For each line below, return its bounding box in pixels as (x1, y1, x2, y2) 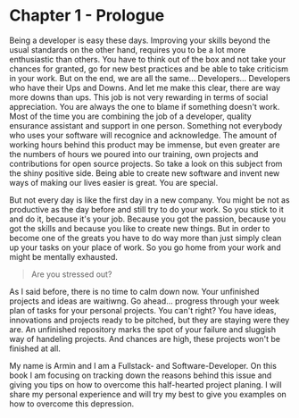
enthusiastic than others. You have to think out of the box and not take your (9, 54, 287, 64)
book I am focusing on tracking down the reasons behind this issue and (9, 370, 272, 380)
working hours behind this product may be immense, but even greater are (9, 139, 280, 150)
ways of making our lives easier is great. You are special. (9, 177, 219, 188)
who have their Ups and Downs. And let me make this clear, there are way (9, 82, 281, 93)
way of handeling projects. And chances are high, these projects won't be (9, 333, 281, 344)
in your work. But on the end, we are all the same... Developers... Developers (9, 72, 291, 83)
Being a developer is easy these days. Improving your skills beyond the (9, 35, 270, 46)
